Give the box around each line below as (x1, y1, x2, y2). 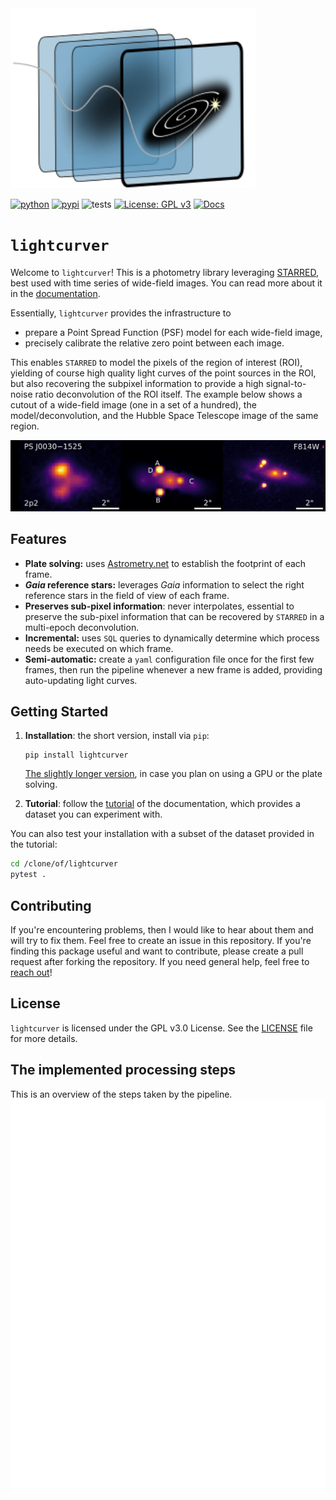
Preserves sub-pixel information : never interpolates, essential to (24, 600, 295, 612)
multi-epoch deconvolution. (24, 621, 140, 633)
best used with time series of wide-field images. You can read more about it (10, 277, 323, 289)
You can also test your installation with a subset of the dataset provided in (10, 828, 315, 840)
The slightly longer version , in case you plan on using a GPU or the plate (24, 768, 323, 780)
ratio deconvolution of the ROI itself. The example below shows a (34, 388, 303, 400)
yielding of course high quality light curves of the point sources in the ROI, (10, 367, 317, 379)
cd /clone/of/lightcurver (10, 859, 118, 869)
